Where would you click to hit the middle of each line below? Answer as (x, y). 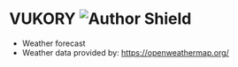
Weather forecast (54, 43)
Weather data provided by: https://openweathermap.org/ (126, 52)
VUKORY (43, 19)
